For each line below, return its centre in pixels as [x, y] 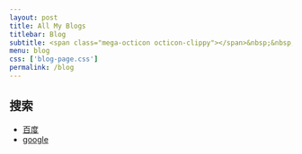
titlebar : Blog [38, 34]
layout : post [34, 17]
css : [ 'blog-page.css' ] [54, 59]
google [36, 139]
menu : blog [30, 51]
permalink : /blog [42, 68]
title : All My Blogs [48, 26]
